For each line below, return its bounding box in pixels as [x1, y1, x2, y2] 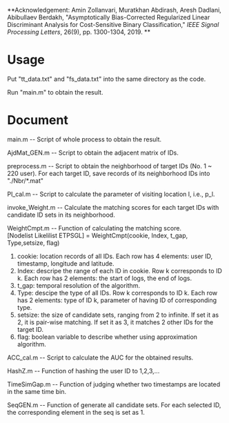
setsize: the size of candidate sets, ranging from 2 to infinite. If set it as [17, 311, 219, 319]
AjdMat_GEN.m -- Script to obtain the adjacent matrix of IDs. [7, 148, 179, 157]
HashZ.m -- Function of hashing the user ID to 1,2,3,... [7, 366, 160, 375]
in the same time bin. [7, 387, 67, 395]
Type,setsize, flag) [7, 238, 60, 247]
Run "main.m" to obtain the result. [7, 88, 103, 96]
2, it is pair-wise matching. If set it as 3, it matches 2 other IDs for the [17, 317, 214, 326]
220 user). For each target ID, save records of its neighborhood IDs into [7, 169, 210, 177]
